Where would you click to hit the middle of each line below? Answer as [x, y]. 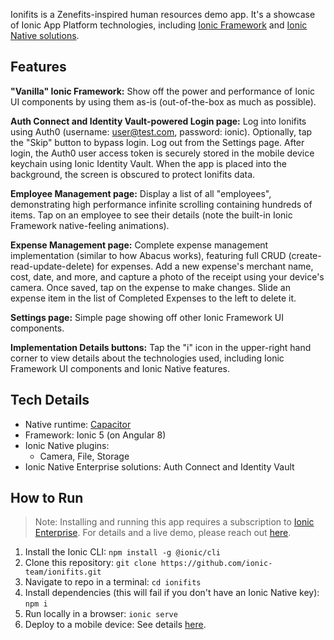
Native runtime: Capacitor [78, 424]
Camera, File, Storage [84, 456]
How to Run [47, 498]
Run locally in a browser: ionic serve [101, 614]
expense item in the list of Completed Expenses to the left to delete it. [153, 298]
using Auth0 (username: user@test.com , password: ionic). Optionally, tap [161, 131]
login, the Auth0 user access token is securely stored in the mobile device [162, 153]
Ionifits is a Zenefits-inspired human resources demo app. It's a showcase [163, 14]
